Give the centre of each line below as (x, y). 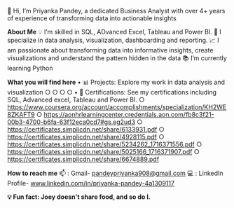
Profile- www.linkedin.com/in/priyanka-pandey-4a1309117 (91, 183)
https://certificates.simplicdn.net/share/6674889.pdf (83, 159)
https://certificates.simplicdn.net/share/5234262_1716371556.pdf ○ (105, 144)
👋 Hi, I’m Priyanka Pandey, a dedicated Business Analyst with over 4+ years (116, 11)
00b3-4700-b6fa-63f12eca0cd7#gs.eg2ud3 (71, 122)
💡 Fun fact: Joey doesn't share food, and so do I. (79, 197)
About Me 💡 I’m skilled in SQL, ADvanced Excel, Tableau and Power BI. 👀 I (115, 32)
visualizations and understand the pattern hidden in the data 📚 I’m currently (117, 58)
